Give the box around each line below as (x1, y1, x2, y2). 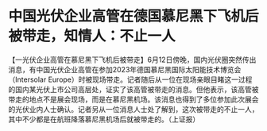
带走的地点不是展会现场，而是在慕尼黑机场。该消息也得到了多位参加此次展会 (8, 94, 259, 104)
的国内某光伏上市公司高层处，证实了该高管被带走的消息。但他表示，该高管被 (8, 84, 259, 94)
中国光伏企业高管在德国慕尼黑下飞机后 (8, 7, 260, 25)
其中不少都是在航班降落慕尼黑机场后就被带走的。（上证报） (8, 114, 200, 124)
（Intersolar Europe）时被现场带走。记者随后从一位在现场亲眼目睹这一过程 (8, 75, 253, 84)
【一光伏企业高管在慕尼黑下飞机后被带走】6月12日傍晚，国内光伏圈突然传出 (8, 55, 257, 64)
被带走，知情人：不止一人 (8, 27, 176, 45)
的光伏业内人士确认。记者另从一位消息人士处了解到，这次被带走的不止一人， (8, 104, 259, 114)
